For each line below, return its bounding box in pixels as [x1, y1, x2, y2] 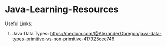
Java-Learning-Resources [5, 4, 119, 15]
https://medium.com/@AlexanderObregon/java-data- [50, 30, 162, 36]
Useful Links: [5, 20, 33, 27]
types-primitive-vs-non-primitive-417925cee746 [12, 36, 115, 42]
